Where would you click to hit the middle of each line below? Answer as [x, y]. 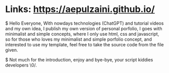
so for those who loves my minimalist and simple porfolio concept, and [79, 39]
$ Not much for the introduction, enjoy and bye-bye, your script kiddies [79, 59]
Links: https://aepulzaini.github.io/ [80, 9]
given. [12, 50]
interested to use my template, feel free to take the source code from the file [84, 44]
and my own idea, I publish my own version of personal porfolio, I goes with [84, 28]
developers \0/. [21, 65]
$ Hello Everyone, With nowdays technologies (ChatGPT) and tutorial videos [84, 23]
